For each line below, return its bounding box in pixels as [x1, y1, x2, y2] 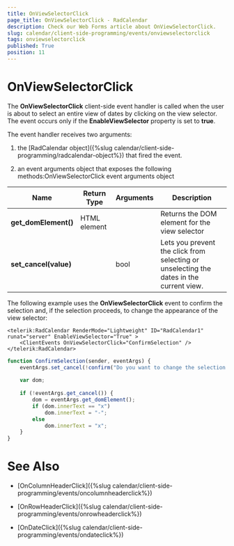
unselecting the [160, 264, 211, 273]
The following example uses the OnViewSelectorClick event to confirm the [7, 298, 223, 307]
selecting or [160, 255, 200, 264]
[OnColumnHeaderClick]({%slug [17, 481, 111, 490]
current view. [160, 281, 204, 291]
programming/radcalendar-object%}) [17, 151, 125, 159]
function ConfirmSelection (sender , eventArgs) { [7, 358, 151, 364]
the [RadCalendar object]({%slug [17, 143, 113, 152]
